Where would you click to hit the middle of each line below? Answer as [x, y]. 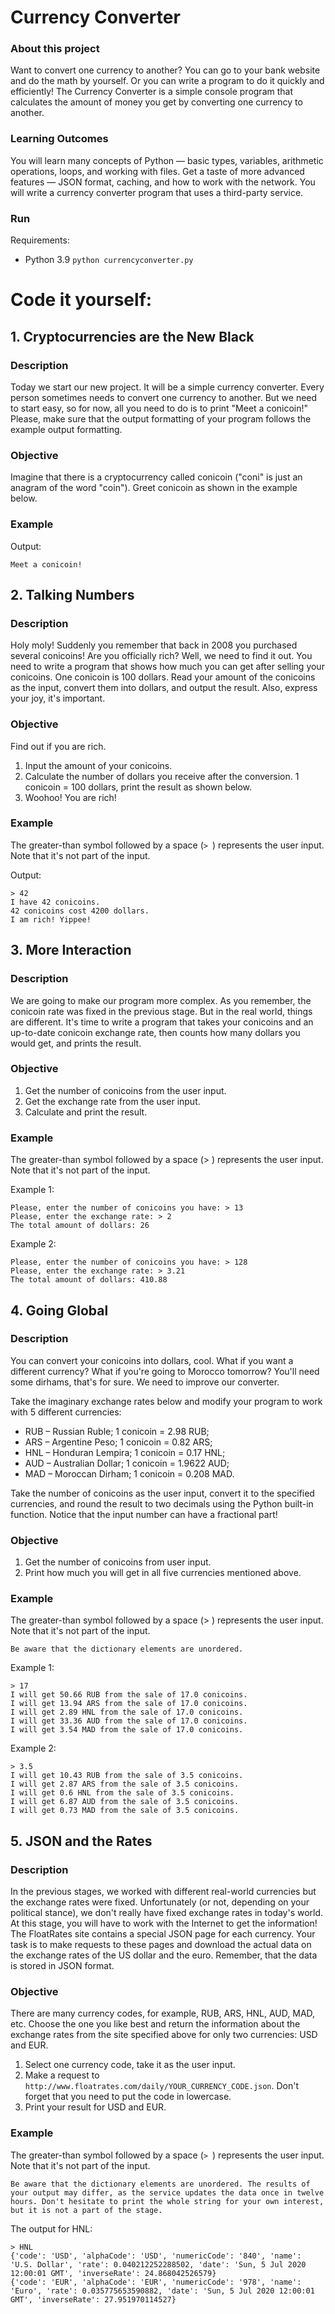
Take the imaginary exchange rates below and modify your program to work [166, 1401]
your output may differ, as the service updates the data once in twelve [167, 2192]
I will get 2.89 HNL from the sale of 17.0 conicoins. [127, 1712]
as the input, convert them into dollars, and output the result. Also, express [164, 688]
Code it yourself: [81, 300]
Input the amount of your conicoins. [98, 765]
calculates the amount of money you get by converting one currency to [156, 102]
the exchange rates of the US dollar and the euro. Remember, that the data [164, 1955]
